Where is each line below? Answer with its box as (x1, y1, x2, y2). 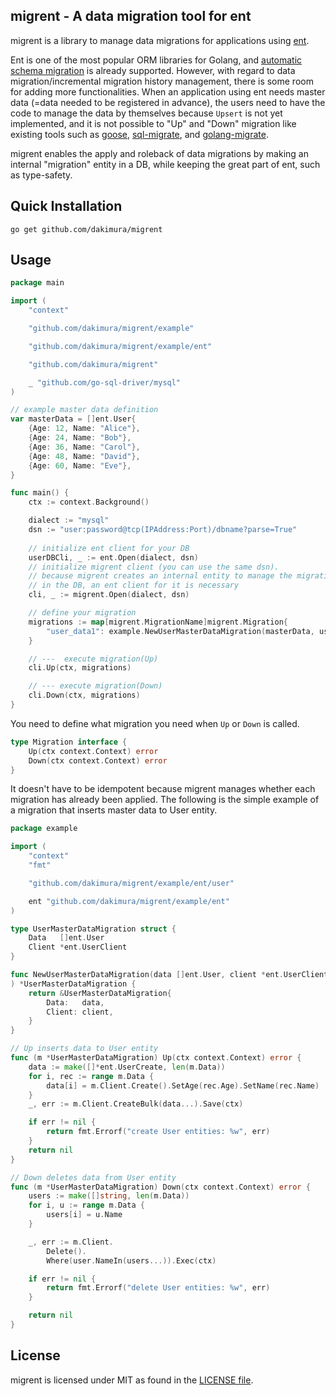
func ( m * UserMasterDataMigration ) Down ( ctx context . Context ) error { (10, 1182, 311, 1192)
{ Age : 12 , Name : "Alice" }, (28, 424, 141, 434)
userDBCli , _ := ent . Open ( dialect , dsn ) (28, 552, 199, 563)
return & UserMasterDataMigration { (28, 988, 172, 998)
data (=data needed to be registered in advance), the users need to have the (10, 96, 326, 108)
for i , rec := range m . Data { (28, 1071, 155, 1081)
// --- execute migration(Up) (28, 654, 159, 664)
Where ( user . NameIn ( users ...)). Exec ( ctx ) (46, 1255, 217, 1266)
